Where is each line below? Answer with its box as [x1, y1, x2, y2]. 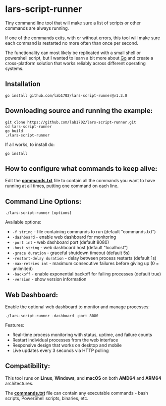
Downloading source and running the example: [5, 107, 153, 115]
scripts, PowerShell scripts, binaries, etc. [5, 395, 88, 401]
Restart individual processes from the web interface [12, 337, 118, 343]
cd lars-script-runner [5, 124, 52, 129]
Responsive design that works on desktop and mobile [12, 342, 122, 348]
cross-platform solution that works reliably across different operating [5, 60, 146, 66]
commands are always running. [5, 25, 69, 31]
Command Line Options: [5, 197, 82, 205]
